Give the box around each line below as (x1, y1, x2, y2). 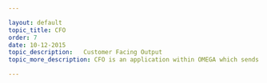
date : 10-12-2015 (8, 41, 66, 49)
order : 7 (8, 34, 38, 41)
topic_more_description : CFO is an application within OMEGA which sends (8, 56, 260, 64)
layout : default (8, 18, 62, 26)
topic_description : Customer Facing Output (8, 49, 162, 57)
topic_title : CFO (8, 26, 66, 34)
